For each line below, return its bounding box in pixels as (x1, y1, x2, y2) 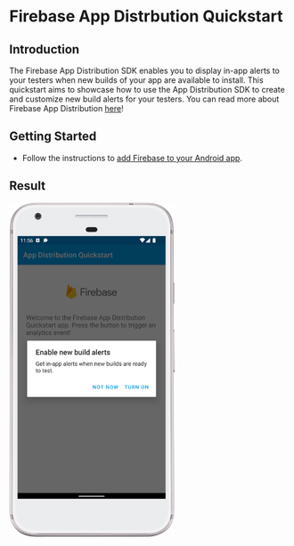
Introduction (9, 42, 80, 57)
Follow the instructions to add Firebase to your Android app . (21, 152, 243, 163)
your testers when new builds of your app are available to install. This (9, 75, 265, 86)
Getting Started (9, 129, 97, 144)
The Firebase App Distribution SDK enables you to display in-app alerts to (9, 65, 281, 76)
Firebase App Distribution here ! (9, 103, 125, 113)
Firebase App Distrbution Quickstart (9, 6, 283, 27)
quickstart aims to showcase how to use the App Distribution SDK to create (9, 85, 285, 94)
